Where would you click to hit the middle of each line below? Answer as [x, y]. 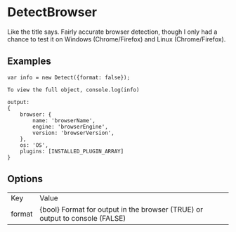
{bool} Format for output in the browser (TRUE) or [122, 210]
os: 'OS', [34, 145]
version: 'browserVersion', [73, 133]
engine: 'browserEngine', [71, 127]
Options [25, 179]
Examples [29, 62]
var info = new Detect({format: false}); [69, 77]
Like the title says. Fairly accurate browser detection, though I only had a [112, 32]
